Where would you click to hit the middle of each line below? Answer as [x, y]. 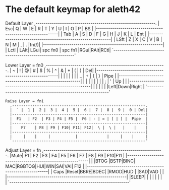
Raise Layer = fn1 [24, 101]
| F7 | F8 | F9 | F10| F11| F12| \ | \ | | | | [79, 128]
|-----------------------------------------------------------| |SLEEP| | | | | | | [84, 177]
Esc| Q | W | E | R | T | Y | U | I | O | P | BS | [49, 28]
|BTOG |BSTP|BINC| [115, 161]
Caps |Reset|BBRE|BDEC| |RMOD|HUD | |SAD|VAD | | [108, 171]
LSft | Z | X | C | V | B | [139, 39]
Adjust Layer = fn [23, 150]
